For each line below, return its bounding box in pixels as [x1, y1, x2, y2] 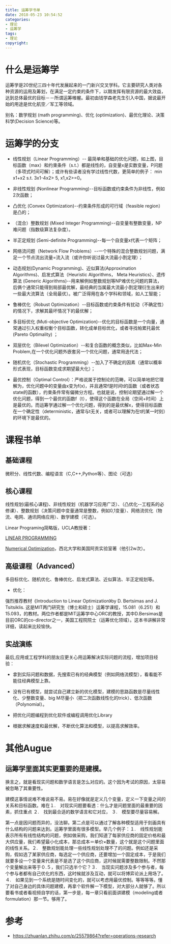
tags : [5, 31, 17, 36]
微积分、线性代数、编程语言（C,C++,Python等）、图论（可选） [5, 470, 135, 476]
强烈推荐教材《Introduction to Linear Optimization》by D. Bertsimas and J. [5, 598, 158, 604]
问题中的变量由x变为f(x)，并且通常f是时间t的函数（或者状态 [35, 383, 160, 389]
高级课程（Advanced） [5, 562, 79, 570]
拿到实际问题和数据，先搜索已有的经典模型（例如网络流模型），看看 [12, 671, 154, 677]
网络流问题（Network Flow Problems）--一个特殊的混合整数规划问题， [12, 248, 161, 254]
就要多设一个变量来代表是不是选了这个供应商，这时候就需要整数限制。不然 [5, 858, 161, 864]
